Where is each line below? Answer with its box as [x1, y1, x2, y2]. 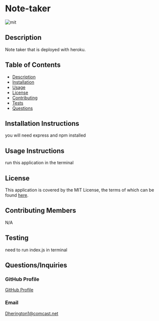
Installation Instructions [5, 119, 80, 128]
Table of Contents [5, 61, 61, 69]
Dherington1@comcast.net [5, 310, 59, 316]
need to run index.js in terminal [5, 247, 68, 253]
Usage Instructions [5, 146, 65, 155]
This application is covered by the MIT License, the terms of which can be [5, 187, 154, 193]
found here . [5, 192, 28, 198]
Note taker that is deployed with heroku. [5, 46, 86, 52]
